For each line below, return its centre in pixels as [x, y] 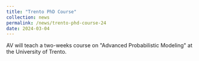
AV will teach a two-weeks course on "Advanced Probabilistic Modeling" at [99, 45]
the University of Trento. [36, 52]
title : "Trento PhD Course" [42, 12]
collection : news [28, 17]
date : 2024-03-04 [28, 28]
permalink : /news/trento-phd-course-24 [56, 23]
